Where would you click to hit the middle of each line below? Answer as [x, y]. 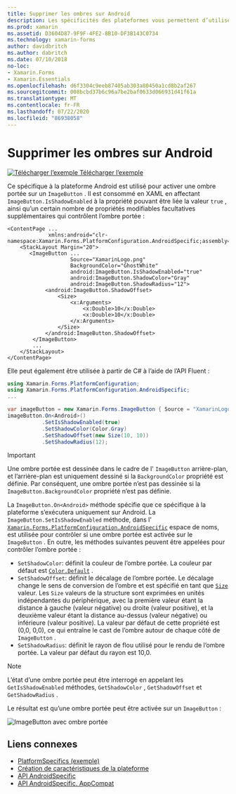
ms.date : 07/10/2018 [38, 60]
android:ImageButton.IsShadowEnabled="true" [136, 272]
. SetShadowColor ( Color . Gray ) [85, 429]
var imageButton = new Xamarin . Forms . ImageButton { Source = [99, 409]
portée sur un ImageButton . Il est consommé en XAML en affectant [104, 193]
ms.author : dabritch [38, 53]
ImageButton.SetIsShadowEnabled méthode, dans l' [80, 520]
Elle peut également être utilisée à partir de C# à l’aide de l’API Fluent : [109, 371]
